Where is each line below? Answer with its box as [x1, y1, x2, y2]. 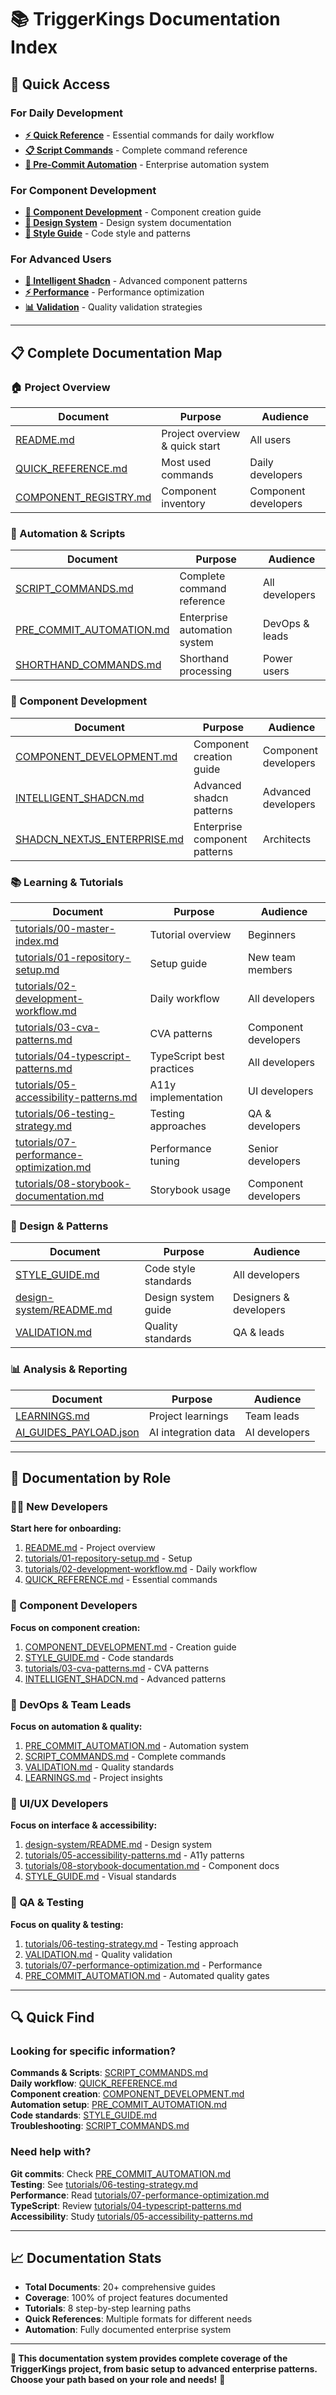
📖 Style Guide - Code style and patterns [24, 227, 191, 240]
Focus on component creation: [10, 1621, 141, 1633]
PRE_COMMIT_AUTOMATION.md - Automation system [24, 1739, 250, 1751]
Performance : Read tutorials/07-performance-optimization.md [10, 2189, 270, 2201]
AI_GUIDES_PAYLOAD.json [15, 1425, 140, 1439]
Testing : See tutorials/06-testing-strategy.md [10, 2178, 198, 2190]
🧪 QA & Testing [10, 1896, 85, 1910]
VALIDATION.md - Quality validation [24, 1948, 173, 1960]
